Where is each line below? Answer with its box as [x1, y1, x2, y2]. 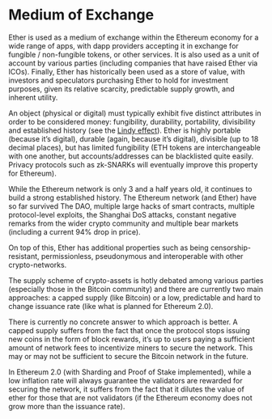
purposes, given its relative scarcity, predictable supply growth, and [8, 83, 235, 94]
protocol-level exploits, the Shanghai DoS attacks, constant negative [8, 209, 237, 219]
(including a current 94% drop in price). [8, 226, 141, 236]
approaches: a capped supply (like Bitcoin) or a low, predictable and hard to [8, 293, 261, 303]
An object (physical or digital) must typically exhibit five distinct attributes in [8, 108, 261, 118]
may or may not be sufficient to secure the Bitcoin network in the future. [8, 351, 249, 361]
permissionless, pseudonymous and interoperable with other [40, 251, 244, 260]
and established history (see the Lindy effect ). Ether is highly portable [8, 125, 241, 135]
